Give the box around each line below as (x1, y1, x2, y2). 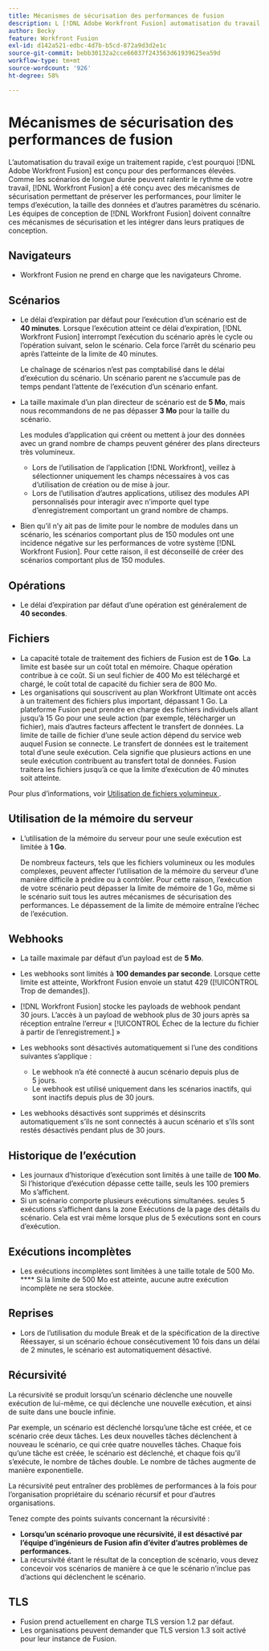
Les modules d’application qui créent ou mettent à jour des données (19, 430, 246, 440)
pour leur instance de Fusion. (19, 1633, 117, 1643)
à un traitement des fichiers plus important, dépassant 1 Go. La (19, 695, 228, 705)
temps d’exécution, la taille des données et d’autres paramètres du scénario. (8, 200, 261, 209)
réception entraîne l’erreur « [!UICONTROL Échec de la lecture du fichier (19, 1019, 259, 1029)
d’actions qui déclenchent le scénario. (19, 1571, 146, 1582)
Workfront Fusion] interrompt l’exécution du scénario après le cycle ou (19, 332, 253, 342)
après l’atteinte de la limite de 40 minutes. (19, 349, 158, 359)
